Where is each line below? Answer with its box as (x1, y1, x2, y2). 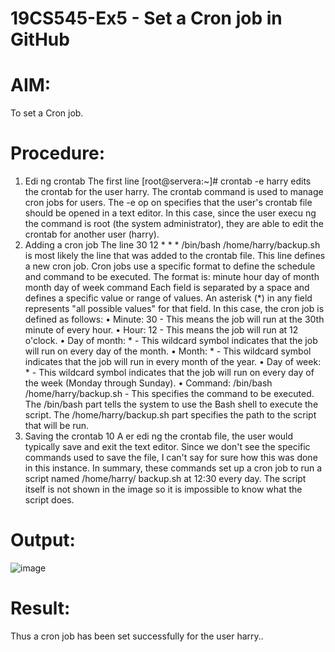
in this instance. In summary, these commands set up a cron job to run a (24, 462, 323, 474)
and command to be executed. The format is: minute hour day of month (24, 271, 320, 283)
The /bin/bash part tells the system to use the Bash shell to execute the (24, 398, 319, 411)
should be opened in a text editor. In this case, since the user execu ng (24, 207, 317, 219)
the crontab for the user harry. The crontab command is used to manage (24, 186, 324, 198)
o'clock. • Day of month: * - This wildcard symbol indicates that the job (24, 335, 318, 347)
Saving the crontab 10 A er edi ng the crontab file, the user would (24, 430, 294, 442)
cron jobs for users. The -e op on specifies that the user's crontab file (24, 197, 313, 209)
